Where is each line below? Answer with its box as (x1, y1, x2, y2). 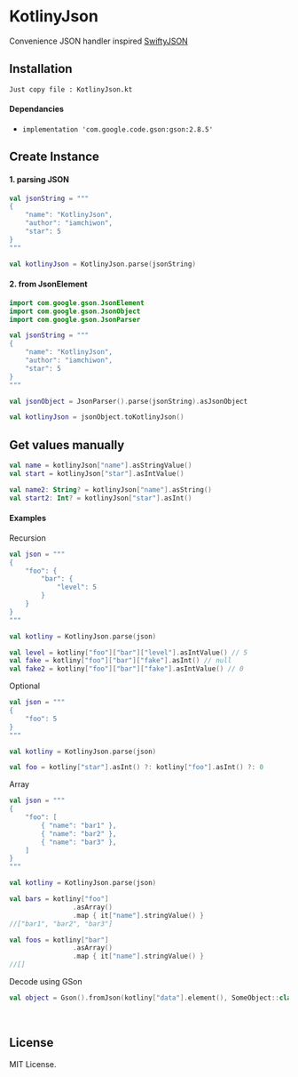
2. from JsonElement (9, 278, 88, 290)
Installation (9, 61, 73, 76)
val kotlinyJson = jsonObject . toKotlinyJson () (9, 413, 184, 422)
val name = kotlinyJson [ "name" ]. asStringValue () (9, 461, 192, 470)
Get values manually (9, 438, 125, 453)
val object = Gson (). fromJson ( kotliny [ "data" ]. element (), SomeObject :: (9, 993, 279, 1002)
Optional (9, 680, 41, 691)
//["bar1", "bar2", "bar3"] (9, 919, 114, 928)
